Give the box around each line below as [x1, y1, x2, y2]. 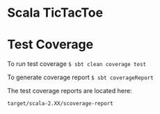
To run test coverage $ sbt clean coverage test [7, 60, 147, 68]
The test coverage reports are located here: [7, 87, 132, 95]
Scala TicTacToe [7, 5, 103, 21]
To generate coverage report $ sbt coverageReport [7, 73, 154, 81]
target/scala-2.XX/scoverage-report [7, 100, 113, 107]
